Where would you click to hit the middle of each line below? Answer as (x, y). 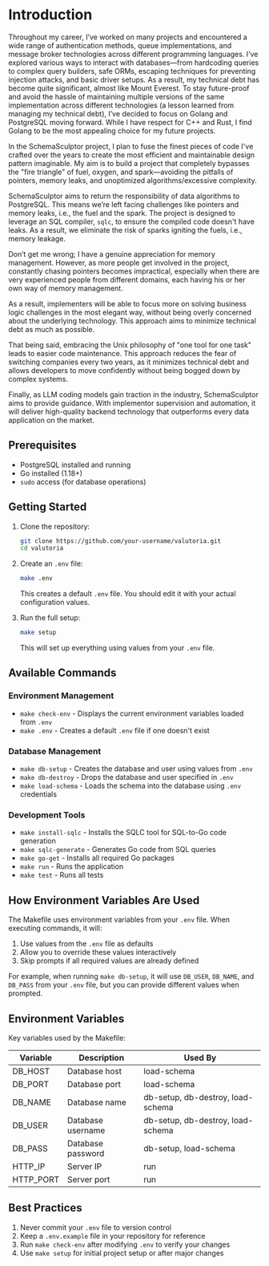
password (86, 1153)
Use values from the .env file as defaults (86, 943)
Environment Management (61, 696)
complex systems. (38, 379)
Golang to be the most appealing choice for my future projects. (112, 131)
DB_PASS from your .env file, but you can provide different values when (124, 985)
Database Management (55, 751)
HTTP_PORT (36, 1179)
